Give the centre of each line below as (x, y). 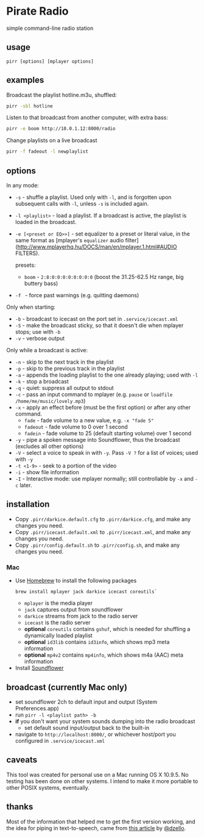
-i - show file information (47, 472)
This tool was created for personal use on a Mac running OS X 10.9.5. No (97, 775)
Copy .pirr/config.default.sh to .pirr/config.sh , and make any (97, 545)
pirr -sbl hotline (30, 106)
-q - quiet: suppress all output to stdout (64, 388)
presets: (25, 265)
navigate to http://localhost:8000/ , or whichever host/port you (96, 734)
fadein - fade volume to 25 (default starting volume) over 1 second (108, 433)
